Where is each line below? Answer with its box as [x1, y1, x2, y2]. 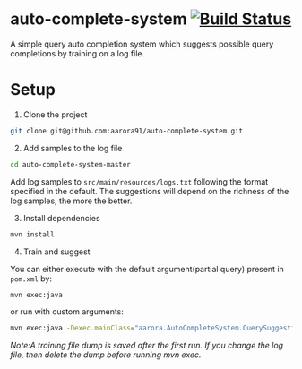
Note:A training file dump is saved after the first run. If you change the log [10, 340, 284, 351]
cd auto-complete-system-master [10, 159, 131, 169]
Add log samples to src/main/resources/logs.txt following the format [10, 176, 269, 187]
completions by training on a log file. [10, 47, 145, 58]
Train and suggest [22, 246, 91, 257]
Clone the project [22, 108, 88, 120]
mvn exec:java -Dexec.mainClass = [10, 323, 135, 333]
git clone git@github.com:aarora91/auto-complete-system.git [10, 126, 244, 135]
